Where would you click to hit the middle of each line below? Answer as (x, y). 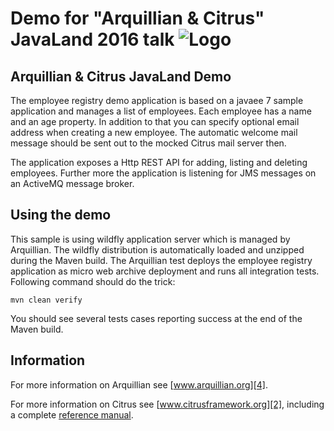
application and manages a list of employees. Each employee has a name (161, 111)
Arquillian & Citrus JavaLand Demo (121, 76)
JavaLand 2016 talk (92, 39)
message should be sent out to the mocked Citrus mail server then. (148, 143)
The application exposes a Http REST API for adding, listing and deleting (159, 162)
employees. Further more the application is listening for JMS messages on (163, 173)
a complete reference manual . (72, 414)
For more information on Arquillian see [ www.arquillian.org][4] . (139, 384)
